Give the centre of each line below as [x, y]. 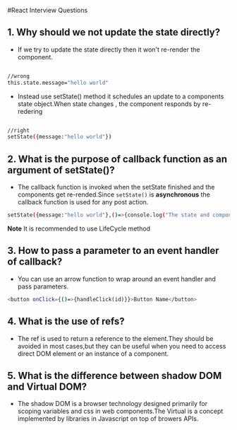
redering [30, 111]
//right [19, 130]
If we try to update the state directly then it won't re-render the [109, 50]
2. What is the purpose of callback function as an [117, 159]
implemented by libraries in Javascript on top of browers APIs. [108, 419]
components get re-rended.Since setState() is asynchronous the [114, 194]
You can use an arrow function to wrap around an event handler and [117, 279]
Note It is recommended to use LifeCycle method [79, 228]
